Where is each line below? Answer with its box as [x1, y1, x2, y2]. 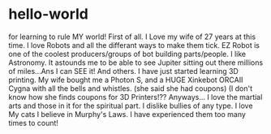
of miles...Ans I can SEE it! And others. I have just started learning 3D [8, 66, 239, 76]
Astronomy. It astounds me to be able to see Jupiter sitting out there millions [8, 58, 264, 67]
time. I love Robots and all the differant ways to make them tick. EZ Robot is [8, 40, 260, 50]
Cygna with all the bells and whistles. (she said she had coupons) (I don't [8, 83, 253, 93]
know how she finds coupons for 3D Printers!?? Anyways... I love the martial [8, 92, 263, 102]
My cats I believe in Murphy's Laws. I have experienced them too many [8, 109, 246, 119]
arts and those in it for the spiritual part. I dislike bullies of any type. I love [8, 101, 253, 110]
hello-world [8, 5, 89, 24]
